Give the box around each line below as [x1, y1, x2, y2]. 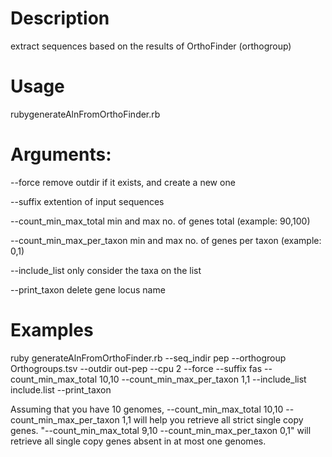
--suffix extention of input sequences [10, 195, 165, 207]
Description [10, 7, 110, 30]
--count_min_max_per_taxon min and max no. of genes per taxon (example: [10, 234, 322, 246]
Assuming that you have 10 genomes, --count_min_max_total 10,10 [10, 403, 284, 415]
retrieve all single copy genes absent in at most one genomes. [10, 435, 267, 447]
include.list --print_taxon [10, 383, 112, 396]
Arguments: [10, 143, 112, 166]
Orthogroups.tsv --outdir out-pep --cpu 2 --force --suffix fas [10, 362, 263, 374]
